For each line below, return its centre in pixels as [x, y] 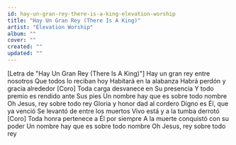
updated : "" [25, 54]
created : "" [25, 47]
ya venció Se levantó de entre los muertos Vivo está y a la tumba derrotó [113, 111]
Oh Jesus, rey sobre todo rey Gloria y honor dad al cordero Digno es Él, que [118, 103]
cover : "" [22, 40]
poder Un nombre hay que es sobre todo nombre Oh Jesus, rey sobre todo [117, 126]
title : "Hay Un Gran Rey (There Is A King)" [74, 21]
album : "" [22, 34]
